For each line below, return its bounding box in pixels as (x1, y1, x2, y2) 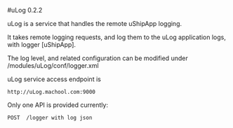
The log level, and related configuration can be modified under (7, 54, 188, 62)
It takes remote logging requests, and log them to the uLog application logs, (7, 33, 226, 41)
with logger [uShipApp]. (7, 41, 76, 48)
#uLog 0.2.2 (7, 6, 43, 14)
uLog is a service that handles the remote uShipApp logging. (7, 20, 182, 27)
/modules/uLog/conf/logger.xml (7, 62, 100, 69)
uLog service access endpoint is (7, 75, 102, 83)
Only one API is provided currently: (7, 101, 109, 109)
